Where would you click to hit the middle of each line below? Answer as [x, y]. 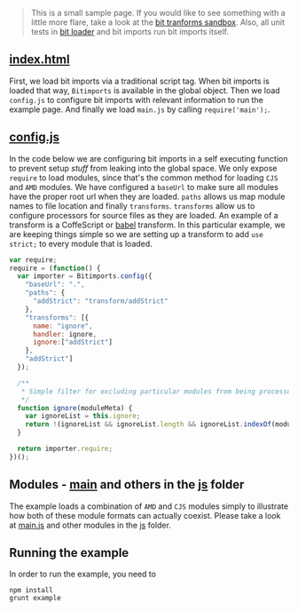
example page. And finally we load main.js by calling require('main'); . [140, 109]
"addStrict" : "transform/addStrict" [100, 301]
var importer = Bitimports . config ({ [85, 276]
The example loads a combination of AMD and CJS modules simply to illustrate [149, 506]
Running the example [69, 553]
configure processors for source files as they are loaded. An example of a [144, 215]
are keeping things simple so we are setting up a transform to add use [136, 234]
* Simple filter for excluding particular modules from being [138, 391]
